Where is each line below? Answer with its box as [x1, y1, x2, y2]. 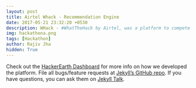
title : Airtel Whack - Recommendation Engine [6, 14, 119, 20]
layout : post [6, 8, 38, 15]
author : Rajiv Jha [6, 42, 51, 48]
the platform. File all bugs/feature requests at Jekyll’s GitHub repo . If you [6, 69, 182, 76]
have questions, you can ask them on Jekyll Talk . [6, 75, 125, 82]
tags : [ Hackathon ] [6, 36, 51, 42]
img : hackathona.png [6, 31, 57, 36]
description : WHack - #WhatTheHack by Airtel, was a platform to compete [6, 25, 191, 31]
